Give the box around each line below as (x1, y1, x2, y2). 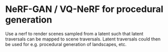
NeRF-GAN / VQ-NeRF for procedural (5, 3, 163, 15)
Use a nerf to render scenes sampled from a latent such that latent (5, 30, 144, 36)
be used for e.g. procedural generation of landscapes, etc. (5, 41, 127, 47)
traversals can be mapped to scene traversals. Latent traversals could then (5, 36, 161, 42)
